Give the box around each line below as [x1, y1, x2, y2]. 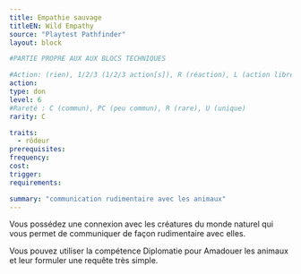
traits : [9, 128, 39, 137]
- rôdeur [17, 136, 50, 146]
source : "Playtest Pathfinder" [9, 30, 126, 39]
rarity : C [9, 112, 47, 121]
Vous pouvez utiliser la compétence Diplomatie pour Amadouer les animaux [9, 245, 289, 256]
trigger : [9, 169, 42, 179]
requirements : [9, 178, 63, 187]
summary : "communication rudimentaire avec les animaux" [9, 194, 227, 203]
